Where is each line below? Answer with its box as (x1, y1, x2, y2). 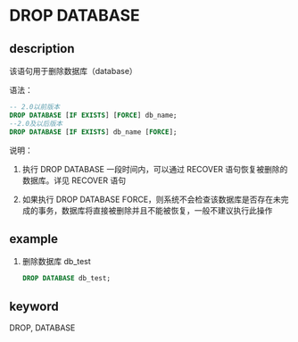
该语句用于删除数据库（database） (9, 66, 138, 76)
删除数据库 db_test (21, 256, 91, 267)
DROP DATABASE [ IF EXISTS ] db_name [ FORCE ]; (9, 127, 178, 137)
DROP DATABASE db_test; (21, 274, 112, 283)
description (9, 41, 75, 56)
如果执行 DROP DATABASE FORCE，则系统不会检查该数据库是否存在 (21, 194, 274, 204)
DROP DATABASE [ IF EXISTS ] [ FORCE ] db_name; (9, 111, 178, 120)
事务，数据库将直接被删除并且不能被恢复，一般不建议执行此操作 (37, 204, 273, 215)
